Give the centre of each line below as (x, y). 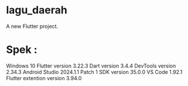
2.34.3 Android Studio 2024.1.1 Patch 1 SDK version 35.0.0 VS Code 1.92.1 (94, 72)
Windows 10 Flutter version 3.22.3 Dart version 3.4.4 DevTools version (91, 66)
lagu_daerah (37, 10)
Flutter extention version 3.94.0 (44, 78)
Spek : (22, 50)
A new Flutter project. (32, 26)
